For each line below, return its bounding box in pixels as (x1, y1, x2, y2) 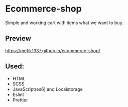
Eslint (12, 91, 24, 97)
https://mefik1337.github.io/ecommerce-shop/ (5, 47, 100, 53)
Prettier (12, 96, 28, 103)
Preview (5, 34, 32, 43)
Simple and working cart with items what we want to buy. (5, 20, 123, 26)
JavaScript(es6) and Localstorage (12, 86, 83, 92)
